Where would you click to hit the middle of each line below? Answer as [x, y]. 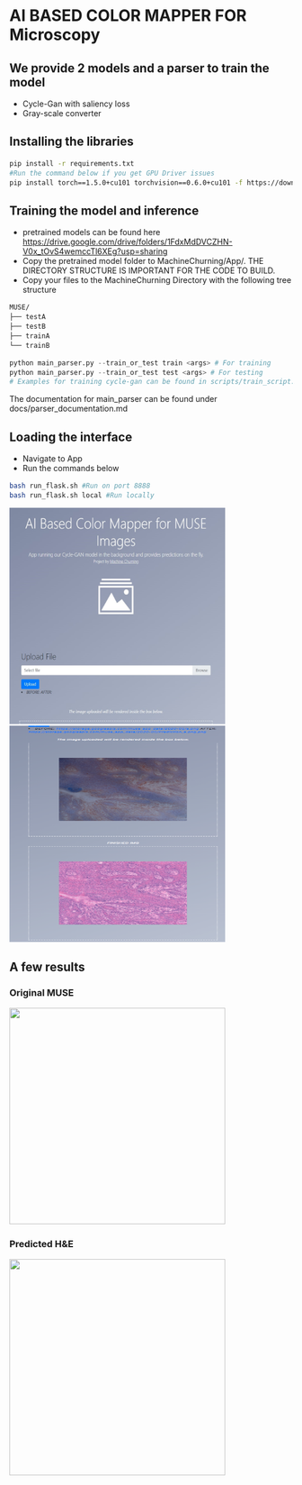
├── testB [28, 326]
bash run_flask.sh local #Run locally [82, 495]
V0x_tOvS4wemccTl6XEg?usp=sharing [95, 251]
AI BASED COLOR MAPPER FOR [128, 16]
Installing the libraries [72, 142]
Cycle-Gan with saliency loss [76, 104]
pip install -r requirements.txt [72, 163]
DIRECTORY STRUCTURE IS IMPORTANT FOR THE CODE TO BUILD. [149, 270]
